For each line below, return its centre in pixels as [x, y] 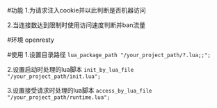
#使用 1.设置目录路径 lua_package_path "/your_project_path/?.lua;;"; [109, 55]
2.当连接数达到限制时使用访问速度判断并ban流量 [77, 25]
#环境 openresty [31, 40]
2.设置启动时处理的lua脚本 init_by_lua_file [71, 69]
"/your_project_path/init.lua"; [54, 77]
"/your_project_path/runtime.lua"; [59, 98]
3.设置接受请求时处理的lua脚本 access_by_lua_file [80, 90]
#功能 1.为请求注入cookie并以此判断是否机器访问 [77, 10]
